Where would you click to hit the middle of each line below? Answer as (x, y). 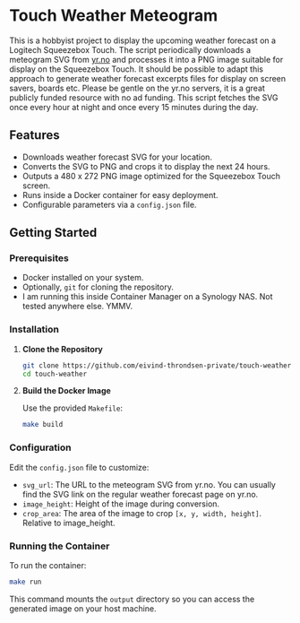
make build (43, 425)
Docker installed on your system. (83, 278)
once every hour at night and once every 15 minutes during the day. (134, 107)
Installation (34, 330)
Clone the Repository (62, 349)
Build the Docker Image (67, 391)
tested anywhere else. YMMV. (77, 307)
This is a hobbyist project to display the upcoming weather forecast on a (142, 40)
